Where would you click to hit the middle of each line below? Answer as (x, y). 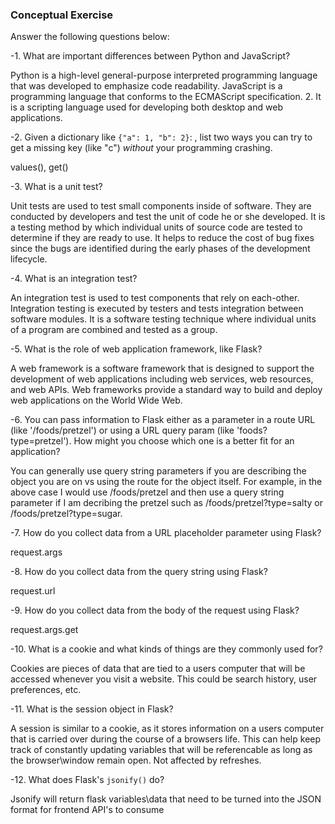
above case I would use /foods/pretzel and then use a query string (147, 492)
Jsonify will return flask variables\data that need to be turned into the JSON (166, 799)
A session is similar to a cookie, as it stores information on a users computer (167, 729)
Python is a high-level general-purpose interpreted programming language (164, 75)
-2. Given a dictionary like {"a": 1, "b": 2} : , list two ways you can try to (161, 137)
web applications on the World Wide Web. (96, 400)
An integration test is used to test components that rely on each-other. (155, 298)
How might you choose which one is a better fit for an (184, 441)
